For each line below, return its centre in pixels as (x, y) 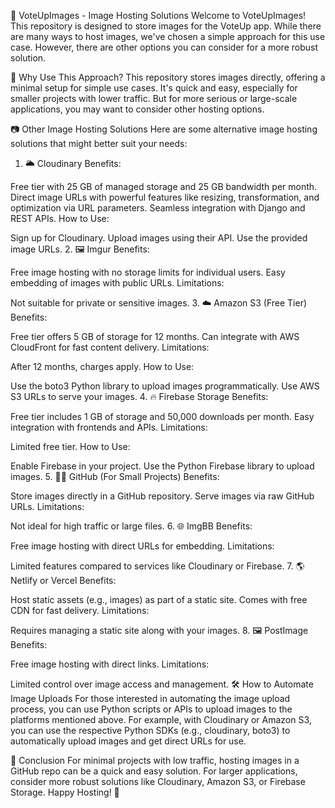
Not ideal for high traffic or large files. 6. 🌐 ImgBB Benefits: (131, 526)
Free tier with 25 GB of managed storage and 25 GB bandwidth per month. (164, 186)
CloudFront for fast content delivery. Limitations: (110, 347)
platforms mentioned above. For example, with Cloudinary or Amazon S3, (161, 719)
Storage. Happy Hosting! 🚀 (65, 792)
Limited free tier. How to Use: (70, 446)
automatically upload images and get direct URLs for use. (128, 741)
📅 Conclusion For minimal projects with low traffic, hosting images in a (155, 760)
